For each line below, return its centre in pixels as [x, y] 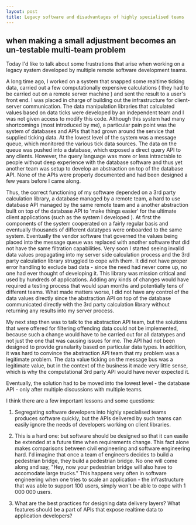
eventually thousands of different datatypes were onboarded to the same [94, 230]
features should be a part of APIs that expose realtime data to [89, 510]
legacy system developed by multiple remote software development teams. [97, 70]
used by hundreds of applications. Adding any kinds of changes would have [97, 279]
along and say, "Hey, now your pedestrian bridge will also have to [93, 467]
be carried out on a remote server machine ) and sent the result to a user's [96, 94]
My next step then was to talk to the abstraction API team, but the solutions [97, 322]
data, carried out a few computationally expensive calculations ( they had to [97, 88]
